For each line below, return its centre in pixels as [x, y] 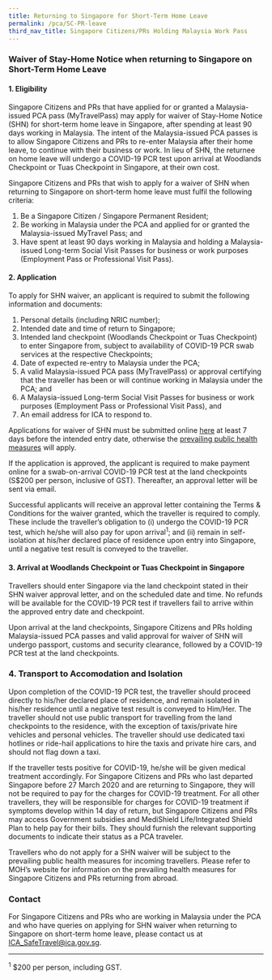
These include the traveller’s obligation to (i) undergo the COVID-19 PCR [128, 522]
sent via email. [32, 489]
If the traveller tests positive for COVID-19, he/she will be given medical [127, 768]
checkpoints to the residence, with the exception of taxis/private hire [123, 725]
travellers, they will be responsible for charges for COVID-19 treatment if [129, 802]
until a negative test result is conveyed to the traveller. [98, 549]
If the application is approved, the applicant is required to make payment [129, 463]
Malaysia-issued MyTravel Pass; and [81, 233]
